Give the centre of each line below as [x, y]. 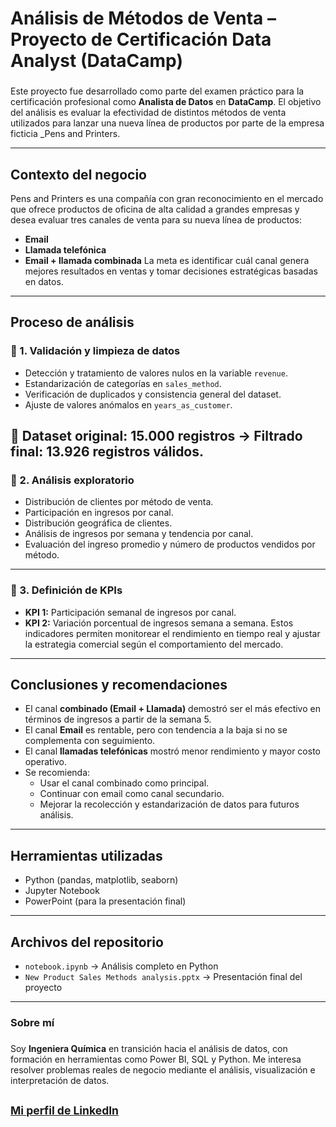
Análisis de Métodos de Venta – [143, 18]
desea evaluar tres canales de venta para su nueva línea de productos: [156, 219]
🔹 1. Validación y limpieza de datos [95, 351]
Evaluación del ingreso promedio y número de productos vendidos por [170, 544]
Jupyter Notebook [62, 891]
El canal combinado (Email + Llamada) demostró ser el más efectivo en [172, 709]
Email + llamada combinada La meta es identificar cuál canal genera [167, 260]
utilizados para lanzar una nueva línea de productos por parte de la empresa [167, 123]
